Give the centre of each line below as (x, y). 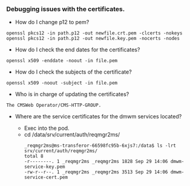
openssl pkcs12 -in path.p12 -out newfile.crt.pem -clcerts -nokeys (94, 33)
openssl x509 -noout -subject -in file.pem (62, 83)
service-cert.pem (46, 178)
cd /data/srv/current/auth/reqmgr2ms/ (72, 135)
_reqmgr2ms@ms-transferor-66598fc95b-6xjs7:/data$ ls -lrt (100, 146)
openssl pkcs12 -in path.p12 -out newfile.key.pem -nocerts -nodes (93, 39)
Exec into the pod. (47, 128)
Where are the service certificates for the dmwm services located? (98, 117)
